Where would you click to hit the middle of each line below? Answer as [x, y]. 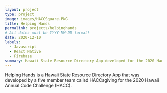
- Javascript [23, 47]
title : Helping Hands [28, 24]
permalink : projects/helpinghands [41, 28]
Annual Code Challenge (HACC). [39, 86]
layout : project [22, 10]
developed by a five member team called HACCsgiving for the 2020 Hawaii [82, 80]
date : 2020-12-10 [23, 38]
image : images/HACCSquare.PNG [37, 19]
